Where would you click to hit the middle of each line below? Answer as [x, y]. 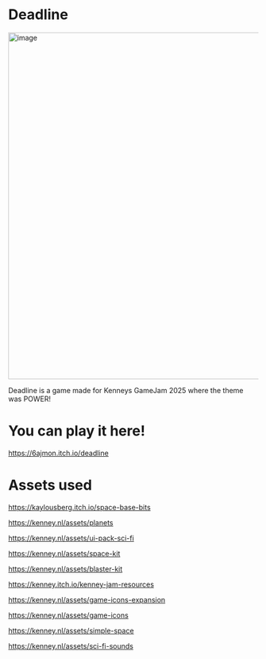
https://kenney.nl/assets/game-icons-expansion [87, 599]
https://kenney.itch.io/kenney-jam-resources [81, 584]
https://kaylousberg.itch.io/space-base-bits [79, 507]
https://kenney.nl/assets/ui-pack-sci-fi [71, 538]
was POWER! [30, 399]
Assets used [50, 485]
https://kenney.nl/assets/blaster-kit [66, 569]
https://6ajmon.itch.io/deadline [58, 453]
